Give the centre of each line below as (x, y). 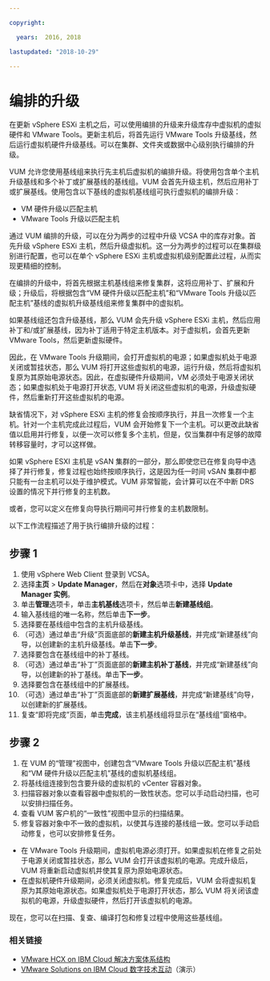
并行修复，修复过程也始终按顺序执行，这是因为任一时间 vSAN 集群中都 (139, 472)
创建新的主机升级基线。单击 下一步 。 (102, 645)
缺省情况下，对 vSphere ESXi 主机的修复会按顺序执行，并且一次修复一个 (128, 415)
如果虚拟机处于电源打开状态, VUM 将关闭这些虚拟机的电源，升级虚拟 (136, 387)
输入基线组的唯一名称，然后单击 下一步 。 (87, 614)
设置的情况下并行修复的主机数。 (62, 492)
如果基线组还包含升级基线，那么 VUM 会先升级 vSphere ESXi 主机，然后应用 (135, 320)
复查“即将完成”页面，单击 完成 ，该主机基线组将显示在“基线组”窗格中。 (136, 715)
